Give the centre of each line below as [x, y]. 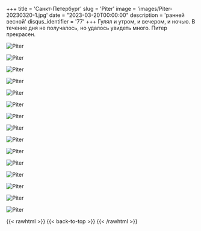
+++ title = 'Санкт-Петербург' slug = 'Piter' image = [71, 9]
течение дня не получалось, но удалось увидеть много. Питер [87, 28]
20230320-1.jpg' [27, 15]
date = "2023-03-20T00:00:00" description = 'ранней [117, 15]
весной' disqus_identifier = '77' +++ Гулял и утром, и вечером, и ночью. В [101, 21]
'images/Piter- [155, 9]
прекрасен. [21, 34]
